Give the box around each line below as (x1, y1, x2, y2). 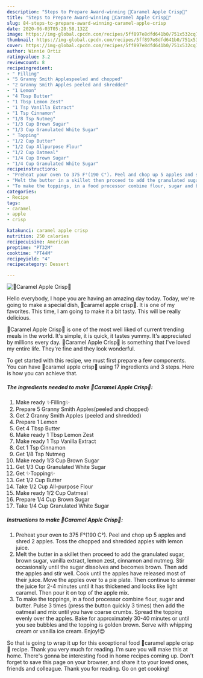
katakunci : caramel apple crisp (7, 228, 88, 234)
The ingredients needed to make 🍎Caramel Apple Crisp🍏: (7, 383, 153, 390)
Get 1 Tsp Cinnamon (15, 444, 66, 451)
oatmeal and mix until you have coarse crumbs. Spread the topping (15, 609, 183, 616)
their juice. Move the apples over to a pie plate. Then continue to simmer (15, 576, 196, 584)
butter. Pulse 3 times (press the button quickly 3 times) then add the (15, 602, 185, 609)
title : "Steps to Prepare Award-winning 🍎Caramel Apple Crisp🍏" (7, 15, 172, 21)
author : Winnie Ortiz (7, 48, 61, 54)
